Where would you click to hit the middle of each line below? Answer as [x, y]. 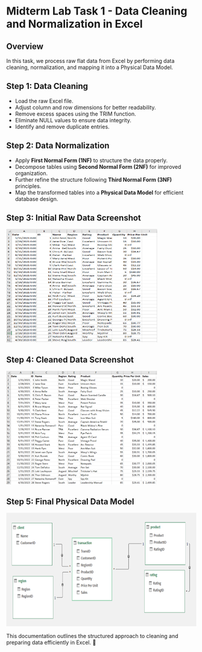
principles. [28, 186]
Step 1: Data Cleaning [47, 86]
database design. [36, 199]
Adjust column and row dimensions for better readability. [85, 107]
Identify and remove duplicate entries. [62, 127]
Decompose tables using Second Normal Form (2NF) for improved [98, 166]
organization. [31, 173]
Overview [25, 46]
